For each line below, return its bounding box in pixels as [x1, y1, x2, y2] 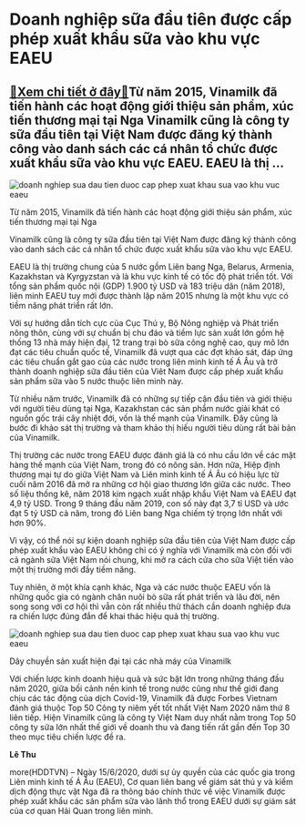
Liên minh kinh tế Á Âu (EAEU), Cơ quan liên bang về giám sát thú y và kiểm [9, 777, 293, 787]
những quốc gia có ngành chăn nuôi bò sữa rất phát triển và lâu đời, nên [9, 592, 280, 602]
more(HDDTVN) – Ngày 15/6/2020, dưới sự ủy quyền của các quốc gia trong [9, 767, 296, 778]
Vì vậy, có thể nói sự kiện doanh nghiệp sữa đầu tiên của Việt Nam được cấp [9, 535, 296, 545]
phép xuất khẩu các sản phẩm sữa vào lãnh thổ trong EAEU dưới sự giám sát [9, 796, 296, 806]
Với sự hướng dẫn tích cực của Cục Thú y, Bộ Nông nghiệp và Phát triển [9, 318, 280, 328]
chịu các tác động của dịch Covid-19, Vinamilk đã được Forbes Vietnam [9, 693, 278, 703]
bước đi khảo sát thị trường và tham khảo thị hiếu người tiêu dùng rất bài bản [9, 423, 296, 433]
